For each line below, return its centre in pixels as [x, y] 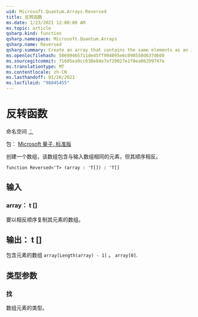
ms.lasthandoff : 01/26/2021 [41, 77]
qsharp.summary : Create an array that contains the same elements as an [97, 50]
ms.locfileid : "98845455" [38, 83]
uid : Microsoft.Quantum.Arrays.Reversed [57, 12]
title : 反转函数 [24, 17]
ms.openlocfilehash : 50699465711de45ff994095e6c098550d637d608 [85, 55]
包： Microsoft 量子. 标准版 [39, 144]
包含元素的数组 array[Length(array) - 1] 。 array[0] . [72, 255]
